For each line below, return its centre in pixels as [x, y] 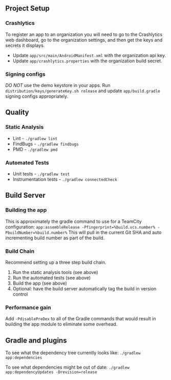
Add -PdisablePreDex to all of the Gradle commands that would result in [81, 319]
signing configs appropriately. [37, 96]
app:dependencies [24, 358]
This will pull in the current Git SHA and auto [115, 232]
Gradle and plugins [36, 340]
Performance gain [28, 307]
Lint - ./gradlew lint [35, 138]
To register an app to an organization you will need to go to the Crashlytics [84, 34]
